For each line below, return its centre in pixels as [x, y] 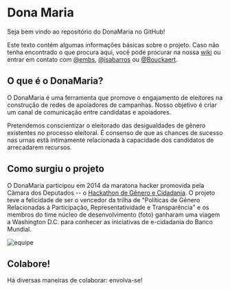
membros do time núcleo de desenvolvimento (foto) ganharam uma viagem [114, 215]
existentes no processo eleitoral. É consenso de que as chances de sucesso [115, 132]
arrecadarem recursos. [39, 147]
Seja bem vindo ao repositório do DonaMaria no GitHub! [86, 32]
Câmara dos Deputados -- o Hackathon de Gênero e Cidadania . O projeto [111, 193]
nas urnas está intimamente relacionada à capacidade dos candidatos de [111, 140]
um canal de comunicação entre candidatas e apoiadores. [89, 112]
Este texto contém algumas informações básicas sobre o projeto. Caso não [113, 45]
